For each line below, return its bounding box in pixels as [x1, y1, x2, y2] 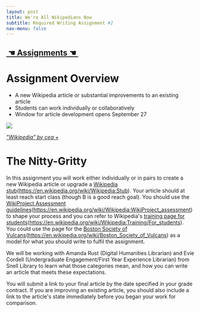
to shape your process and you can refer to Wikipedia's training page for [6, 212, 185, 219]
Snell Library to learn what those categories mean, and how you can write [6, 262, 188, 269]
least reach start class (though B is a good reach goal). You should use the [6, 193, 190, 201]
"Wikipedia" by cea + [6, 133, 59, 141]
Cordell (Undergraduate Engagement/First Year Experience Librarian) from [6, 256, 190, 263]
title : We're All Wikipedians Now [6, 14, 93, 20]
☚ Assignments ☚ [8, 47, 76, 57]
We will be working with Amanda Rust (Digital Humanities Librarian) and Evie [6, 249, 195, 256]
